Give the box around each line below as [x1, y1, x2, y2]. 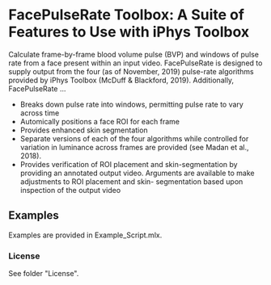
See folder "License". [8, 269, 79, 279]
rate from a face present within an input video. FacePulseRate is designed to [8, 58, 263, 68]
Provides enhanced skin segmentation [19, 125, 148, 135]
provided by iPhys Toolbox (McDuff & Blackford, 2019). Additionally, [8, 75, 235, 85]
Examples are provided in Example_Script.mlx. [8, 230, 163, 240]
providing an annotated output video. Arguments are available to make [19, 168, 255, 178]
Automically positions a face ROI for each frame [19, 116, 180, 126]
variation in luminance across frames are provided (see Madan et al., [19, 142, 249, 152]
